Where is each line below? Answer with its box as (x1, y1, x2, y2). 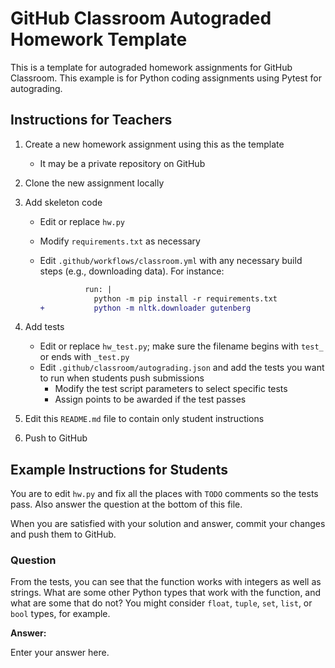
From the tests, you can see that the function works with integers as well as (10, 576, 322, 588)
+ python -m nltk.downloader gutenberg (39, 303, 252, 313)
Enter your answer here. (10, 647, 110, 659)
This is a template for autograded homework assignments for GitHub (10, 61, 293, 73)
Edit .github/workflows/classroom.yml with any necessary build (39, 254, 303, 266)
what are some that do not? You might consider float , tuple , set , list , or (10, 597, 313, 609)
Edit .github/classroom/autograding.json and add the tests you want (39, 362, 325, 374)
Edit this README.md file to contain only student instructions (24, 413, 265, 425)
